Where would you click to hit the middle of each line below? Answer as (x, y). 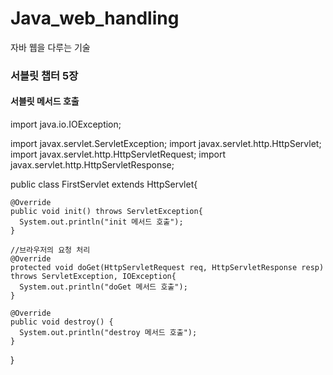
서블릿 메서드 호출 (45, 101)
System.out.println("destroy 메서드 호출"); (108, 333)
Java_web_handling (95, 18)
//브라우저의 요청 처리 (50, 250)
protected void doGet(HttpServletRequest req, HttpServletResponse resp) (167, 268)
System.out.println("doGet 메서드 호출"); (103, 287)
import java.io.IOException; (66, 124)
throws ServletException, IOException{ (93, 277)
